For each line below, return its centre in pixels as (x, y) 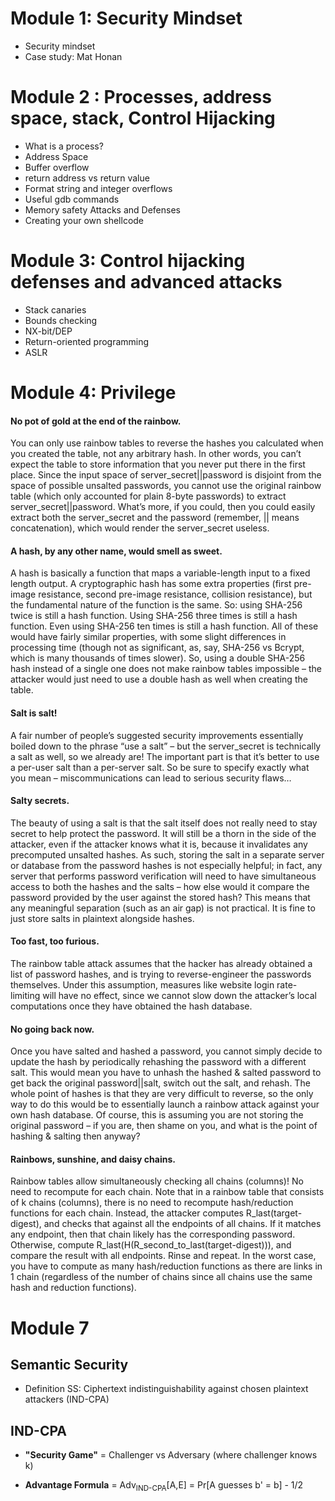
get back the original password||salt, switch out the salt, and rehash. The (160, 1083)
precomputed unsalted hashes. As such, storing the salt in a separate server (167, 854)
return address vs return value (87, 178)
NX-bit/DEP (48, 331)
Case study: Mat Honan (73, 56)
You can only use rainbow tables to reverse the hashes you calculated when (167, 443)
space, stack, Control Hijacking (143, 118)
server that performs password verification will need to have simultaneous (163, 876)
